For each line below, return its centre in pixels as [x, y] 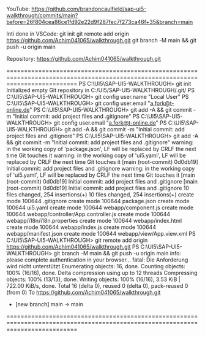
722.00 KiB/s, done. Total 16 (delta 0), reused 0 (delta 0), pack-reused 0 [97, 286]
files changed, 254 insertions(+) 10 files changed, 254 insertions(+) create [100, 195]
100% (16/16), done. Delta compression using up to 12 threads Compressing [102, 273]
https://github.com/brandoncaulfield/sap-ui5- [89, 9]
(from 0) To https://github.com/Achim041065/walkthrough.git [84, 292]
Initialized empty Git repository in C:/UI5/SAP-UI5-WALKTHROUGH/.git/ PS [100, 90]
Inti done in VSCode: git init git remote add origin [68, 34]
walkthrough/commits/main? [42, 15]
